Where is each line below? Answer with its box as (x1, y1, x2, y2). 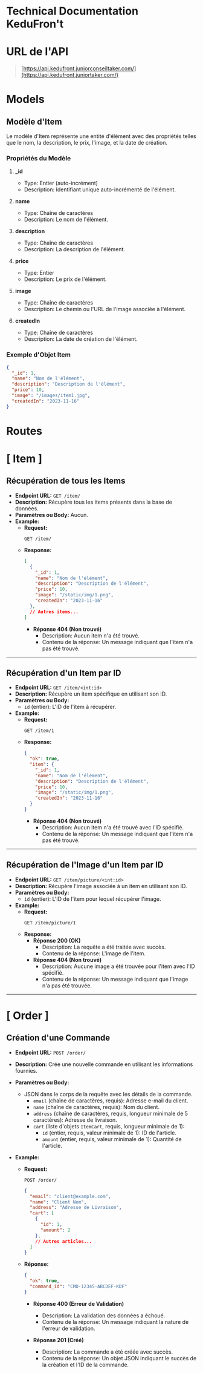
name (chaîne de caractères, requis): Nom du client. (33, 1103, 160, 1110)
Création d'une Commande (6, 1033, 111, 1043)
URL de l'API (6, 45, 69, 59)
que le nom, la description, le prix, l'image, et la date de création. (6, 139, 168, 147)
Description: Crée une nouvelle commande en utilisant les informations (14, 1061, 193, 1068)
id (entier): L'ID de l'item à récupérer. (24, 703, 117, 711)
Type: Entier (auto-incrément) (24, 180, 98, 187)
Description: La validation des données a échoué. (42, 1312, 166, 1319)
